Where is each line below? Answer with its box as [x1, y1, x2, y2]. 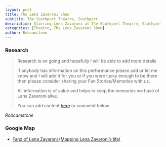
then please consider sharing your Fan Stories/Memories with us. [17, 78, 150, 84]
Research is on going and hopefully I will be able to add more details [17, 58, 157, 64]
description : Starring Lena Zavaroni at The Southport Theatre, [5, 21, 140, 26]
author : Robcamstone [5, 30, 48, 35]
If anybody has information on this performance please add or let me [17, 68, 158, 73]
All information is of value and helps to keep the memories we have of [17, 88, 160, 94]
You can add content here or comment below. [17, 103, 110, 109]
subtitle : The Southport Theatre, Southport [5, 16, 98, 21]
